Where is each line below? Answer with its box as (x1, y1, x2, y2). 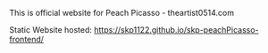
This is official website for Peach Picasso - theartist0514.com (9, 8, 235, 18)
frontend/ (9, 34, 45, 44)
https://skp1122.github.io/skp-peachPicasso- (93, 25, 259, 34)
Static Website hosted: (9, 25, 92, 34)
